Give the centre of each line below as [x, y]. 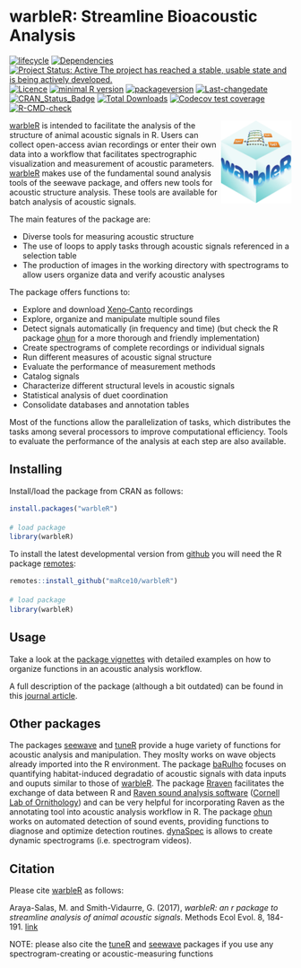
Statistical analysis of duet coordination [95, 395]
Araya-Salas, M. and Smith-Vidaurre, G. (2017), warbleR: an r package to [144, 908]
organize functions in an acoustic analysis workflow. [106, 668]
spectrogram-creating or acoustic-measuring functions [111, 954]
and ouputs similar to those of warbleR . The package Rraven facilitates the [147, 783]
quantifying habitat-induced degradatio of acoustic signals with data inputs [148, 774]
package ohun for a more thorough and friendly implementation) [141, 337]
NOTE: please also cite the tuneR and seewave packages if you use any [142, 945]
